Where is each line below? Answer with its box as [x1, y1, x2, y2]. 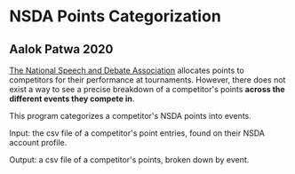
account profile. [9, 138, 68, 147]
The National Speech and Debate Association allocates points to [9, 65, 244, 75]
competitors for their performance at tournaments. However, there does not [9, 75, 286, 85]
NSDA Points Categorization [9, 6, 222, 27]
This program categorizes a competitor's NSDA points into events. [9, 111, 251, 121]
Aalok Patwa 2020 [9, 42, 114, 57]
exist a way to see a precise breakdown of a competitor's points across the [9, 84, 286, 94]
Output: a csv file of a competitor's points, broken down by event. [9, 154, 250, 165]
